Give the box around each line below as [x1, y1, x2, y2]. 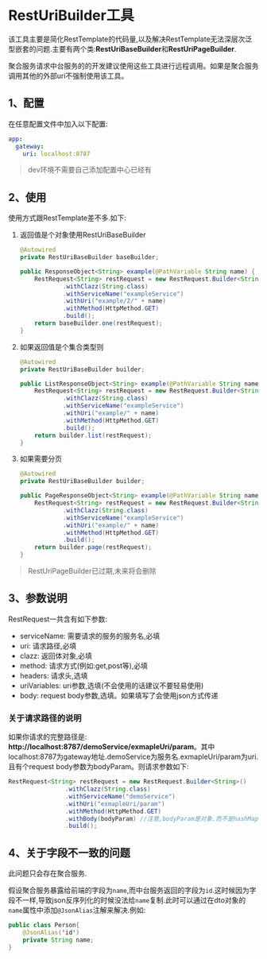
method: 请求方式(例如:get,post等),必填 [19, 660, 149, 671]
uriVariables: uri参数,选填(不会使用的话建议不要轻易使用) [19, 680, 204, 690]
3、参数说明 [8, 592, 68, 605]
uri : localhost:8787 [22, 149, 91, 158]
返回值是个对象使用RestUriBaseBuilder [19, 230, 146, 240]
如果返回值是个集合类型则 [19, 342, 104, 351]
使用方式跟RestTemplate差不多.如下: [8, 213, 127, 222]
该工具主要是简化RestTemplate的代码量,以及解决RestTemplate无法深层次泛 [8, 34, 253, 44]
